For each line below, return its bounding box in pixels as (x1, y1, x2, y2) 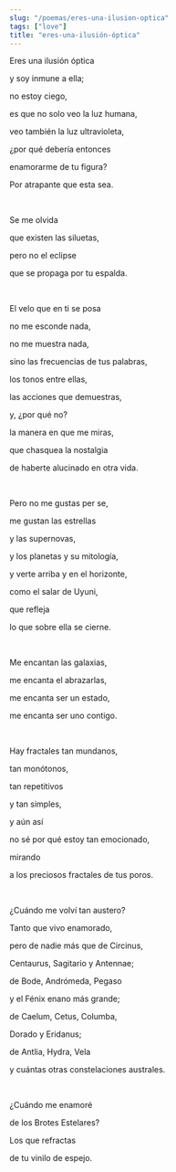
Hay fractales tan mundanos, (9, 745, 119, 756)
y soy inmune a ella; (9, 73, 85, 84)
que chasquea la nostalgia (9, 445, 109, 456)
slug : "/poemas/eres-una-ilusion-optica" (9, 13, 170, 23)
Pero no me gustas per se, (9, 498, 109, 509)
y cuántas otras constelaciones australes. (9, 1064, 166, 1075)
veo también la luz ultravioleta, (9, 126, 125, 137)
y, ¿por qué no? (9, 409, 68, 420)
